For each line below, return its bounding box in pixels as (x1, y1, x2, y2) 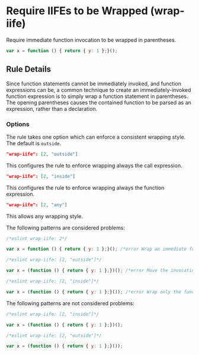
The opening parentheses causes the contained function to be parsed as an (6, 99, 191, 106)
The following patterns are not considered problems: (6, 299, 134, 306)
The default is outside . (6, 139, 62, 146)
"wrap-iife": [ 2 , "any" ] (6, 202, 68, 208)
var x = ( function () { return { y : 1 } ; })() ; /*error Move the (6, 268, 168, 274)
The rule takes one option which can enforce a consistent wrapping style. (6, 133, 186, 140)
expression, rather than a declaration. (6, 105, 98, 112)
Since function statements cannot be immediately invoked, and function (6, 80, 182, 87)
